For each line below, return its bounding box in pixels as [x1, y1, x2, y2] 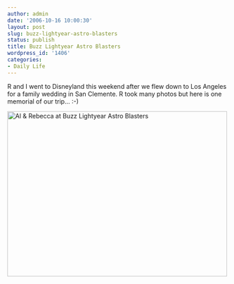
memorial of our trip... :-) [7, 97, 79, 106]
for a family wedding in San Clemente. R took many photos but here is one [7, 89, 223, 98]
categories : [7, 56, 42, 63]
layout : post [7, 23, 46, 30]
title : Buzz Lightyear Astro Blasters [7, 43, 121, 50]
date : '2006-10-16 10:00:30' [7, 17, 93, 24]
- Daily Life [7, 63, 46, 70]
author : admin [7, 10, 49, 18]
